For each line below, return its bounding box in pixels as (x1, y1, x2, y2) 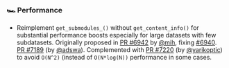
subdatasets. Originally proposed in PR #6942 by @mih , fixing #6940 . (16, 38, 217, 46)
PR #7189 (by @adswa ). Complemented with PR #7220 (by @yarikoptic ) (16, 46, 223, 54)
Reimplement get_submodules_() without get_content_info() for (16, 24, 199, 32)
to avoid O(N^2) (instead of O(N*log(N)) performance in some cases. (16, 53, 212, 62)
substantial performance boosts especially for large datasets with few (16, 31, 217, 40)
